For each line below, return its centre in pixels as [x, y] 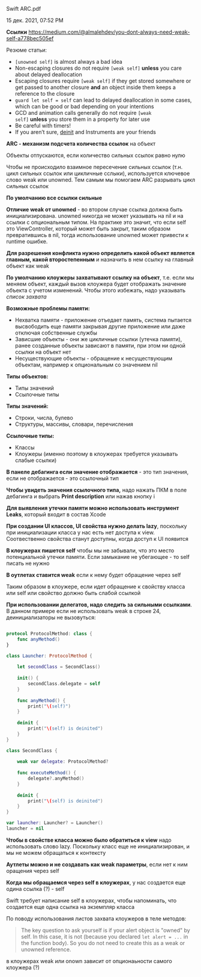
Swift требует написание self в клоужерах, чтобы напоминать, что [91, 900]
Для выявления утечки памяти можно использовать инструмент [93, 508]
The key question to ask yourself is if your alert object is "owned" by [105, 930]
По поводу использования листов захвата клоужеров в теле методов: [96, 918]
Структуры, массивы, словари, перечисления [74, 424]
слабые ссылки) [36, 460]
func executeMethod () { [47, 773]
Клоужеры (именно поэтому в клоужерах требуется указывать [96, 454]
